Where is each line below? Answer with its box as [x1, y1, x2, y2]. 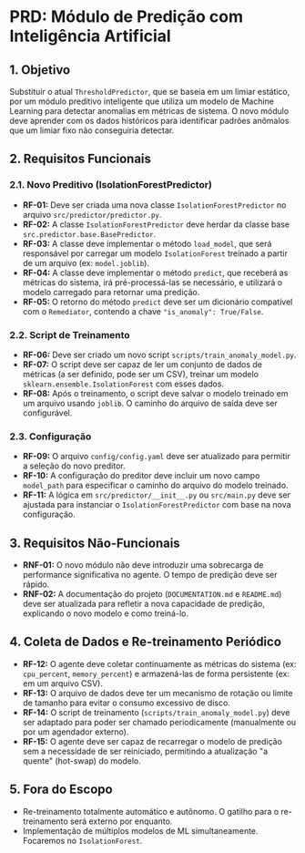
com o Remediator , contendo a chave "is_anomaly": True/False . [22, 305, 264, 316]
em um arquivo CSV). [22, 677, 103, 689]
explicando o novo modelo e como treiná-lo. [22, 608, 189, 619]
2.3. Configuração [9, 430, 92, 443]
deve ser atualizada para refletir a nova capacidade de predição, [22, 599, 266, 610]
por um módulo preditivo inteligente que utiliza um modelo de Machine [9, 96, 275, 107]
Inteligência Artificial [9, 26, 171, 46]
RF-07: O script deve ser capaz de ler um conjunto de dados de [22, 358, 262, 370]
